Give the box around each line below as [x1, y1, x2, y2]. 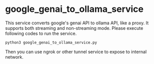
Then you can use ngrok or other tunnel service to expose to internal [5, 49, 147, 55]
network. [5, 54, 24, 60]
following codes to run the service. [5, 30, 77, 36]
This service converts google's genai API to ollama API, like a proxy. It [5, 20, 149, 26]
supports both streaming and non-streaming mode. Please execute [5, 25, 143, 31]
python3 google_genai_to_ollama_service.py [5, 40, 97, 45]
